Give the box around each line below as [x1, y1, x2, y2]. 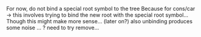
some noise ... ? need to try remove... [6, 24, 100, 31]
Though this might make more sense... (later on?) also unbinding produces [6, 18, 193, 24]
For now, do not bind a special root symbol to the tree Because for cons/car [6, 5, 196, 12]
